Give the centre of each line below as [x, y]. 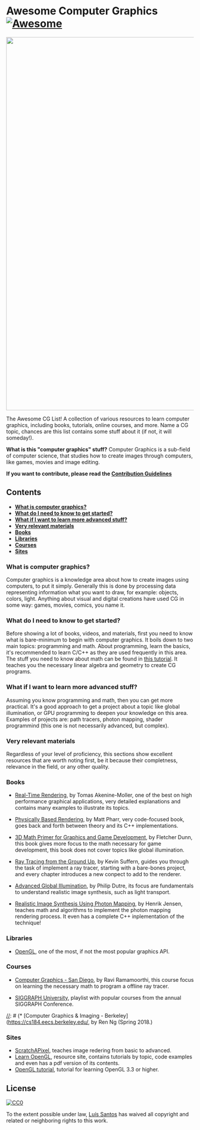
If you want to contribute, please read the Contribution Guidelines [89, 474]
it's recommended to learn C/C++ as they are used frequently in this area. [97, 653]
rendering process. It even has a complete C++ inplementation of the [99, 916]
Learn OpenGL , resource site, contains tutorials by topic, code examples [103, 1057]
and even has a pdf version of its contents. [67, 1063]
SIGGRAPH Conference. [44, 1004]
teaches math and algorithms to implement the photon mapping [93, 910]
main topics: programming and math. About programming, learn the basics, [98, 646]
